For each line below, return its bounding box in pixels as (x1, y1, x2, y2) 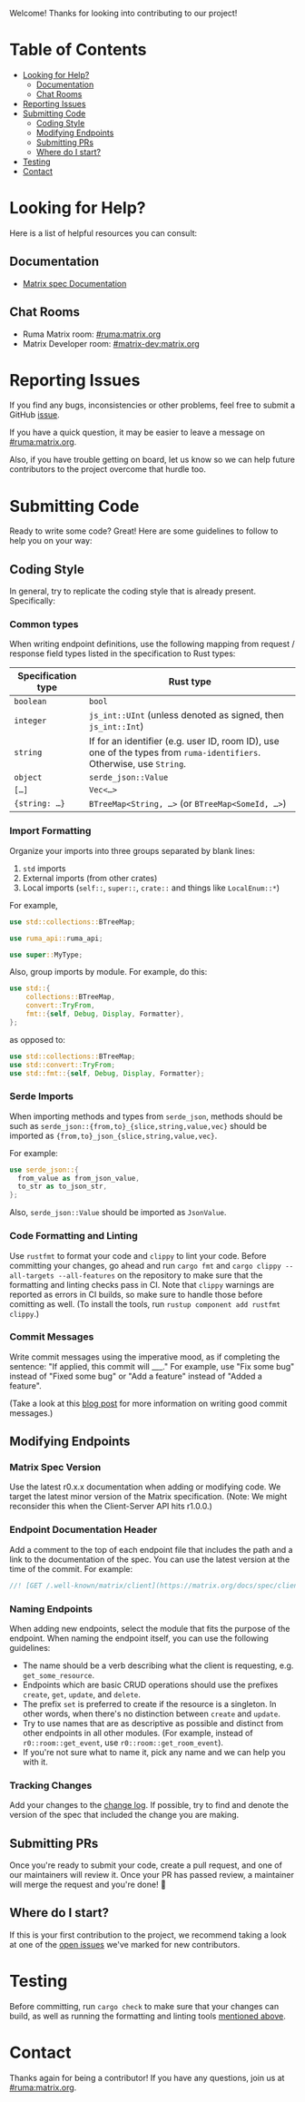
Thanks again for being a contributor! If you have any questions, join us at (9, 2072, 285, 2083)
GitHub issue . (9, 409, 61, 420)
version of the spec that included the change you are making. (9, 1810, 240, 1821)
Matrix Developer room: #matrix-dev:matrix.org (22, 338, 200, 349)
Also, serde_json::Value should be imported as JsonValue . (9, 1207, 227, 1218)
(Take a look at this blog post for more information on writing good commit (9, 1398, 288, 1409)
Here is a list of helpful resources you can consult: (9, 227, 198, 239)
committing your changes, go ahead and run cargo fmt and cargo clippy (9, 1260, 281, 1271)
